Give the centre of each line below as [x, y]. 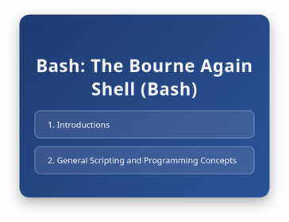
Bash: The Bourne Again [144, 65]
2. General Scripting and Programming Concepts [143, 160]
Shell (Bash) [144, 89]
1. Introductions [79, 124]
